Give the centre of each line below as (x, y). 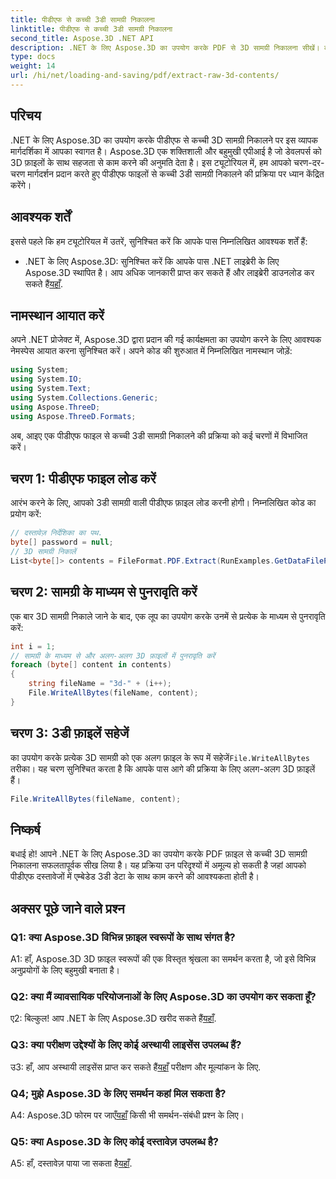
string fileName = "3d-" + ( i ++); (100, 684)
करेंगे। (21, 185)
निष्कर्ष (25, 829)
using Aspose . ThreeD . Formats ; (73, 416)
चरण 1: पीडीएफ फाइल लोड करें (83, 478)
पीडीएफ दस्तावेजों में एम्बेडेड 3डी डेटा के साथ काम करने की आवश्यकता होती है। (135, 877)
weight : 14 (33, 66)
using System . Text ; (51, 389)
